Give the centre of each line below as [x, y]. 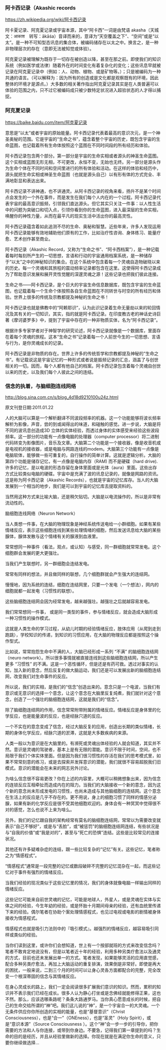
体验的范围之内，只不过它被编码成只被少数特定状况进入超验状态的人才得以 [81, 90]
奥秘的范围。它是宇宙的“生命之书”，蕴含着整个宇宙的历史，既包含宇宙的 [83, 139]
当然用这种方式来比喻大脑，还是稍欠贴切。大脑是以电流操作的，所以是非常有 [83, 496]
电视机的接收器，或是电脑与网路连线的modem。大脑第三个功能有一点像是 [84, 449]
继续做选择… [26, 1043]
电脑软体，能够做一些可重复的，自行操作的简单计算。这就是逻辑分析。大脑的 [83, 455]
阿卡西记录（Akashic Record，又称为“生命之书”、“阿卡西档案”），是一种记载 [82, 249]
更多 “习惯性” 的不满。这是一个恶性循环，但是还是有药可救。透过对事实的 [80, 664]
